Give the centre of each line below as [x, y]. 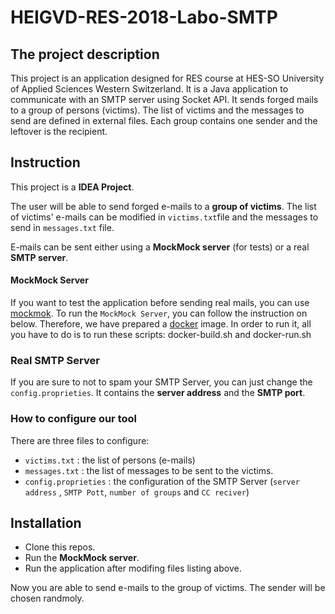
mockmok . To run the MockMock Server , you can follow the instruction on [159, 313]
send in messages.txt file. [62, 227]
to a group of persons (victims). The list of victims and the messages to [157, 110]
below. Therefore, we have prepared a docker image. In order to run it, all [161, 324]
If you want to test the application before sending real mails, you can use [160, 303]
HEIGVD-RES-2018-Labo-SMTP [144, 17]
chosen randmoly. [47, 598]
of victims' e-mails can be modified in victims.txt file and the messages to [164, 217]
